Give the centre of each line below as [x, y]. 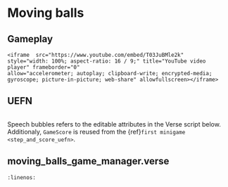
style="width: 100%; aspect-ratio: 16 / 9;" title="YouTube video [107, 61]
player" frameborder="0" [44, 67]
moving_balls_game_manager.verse [88, 161]
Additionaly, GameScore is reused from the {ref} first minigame [96, 131]
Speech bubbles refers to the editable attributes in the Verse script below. [114, 124]
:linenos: [22, 177]
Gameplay [30, 39]
